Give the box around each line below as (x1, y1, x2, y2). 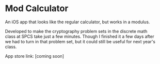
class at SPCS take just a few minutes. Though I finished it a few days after (5, 33, 154, 39)
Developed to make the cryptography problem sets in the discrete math (5, 28, 148, 34)
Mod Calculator (5, 3, 69, 14)
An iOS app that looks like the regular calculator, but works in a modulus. (5, 19, 150, 25)
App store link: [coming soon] (5, 53, 64, 59)
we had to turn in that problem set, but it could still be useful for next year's (5, 38, 156, 44)
